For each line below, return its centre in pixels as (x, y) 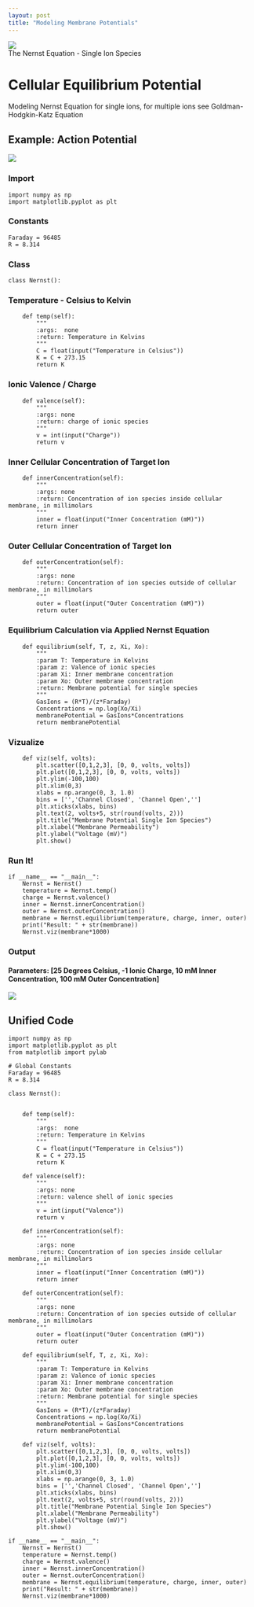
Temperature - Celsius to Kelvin (70, 300)
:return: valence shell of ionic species (105, 1197)
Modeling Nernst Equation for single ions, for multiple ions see (109, 106)
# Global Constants (40, 1067)
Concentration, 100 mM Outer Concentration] (83, 979)
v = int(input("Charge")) (79, 435)
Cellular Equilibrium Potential (105, 85)
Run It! (21, 861)
